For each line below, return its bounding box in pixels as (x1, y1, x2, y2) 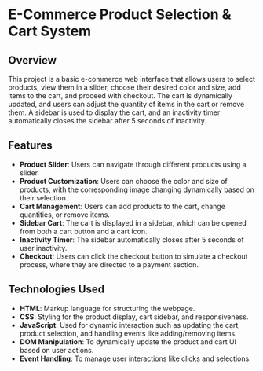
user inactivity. (19, 243, 68, 252)
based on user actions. (19, 345, 94, 354)
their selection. (19, 193, 68, 202)
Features (8, 139, 53, 152)
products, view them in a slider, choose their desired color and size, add (8, 83, 241, 92)
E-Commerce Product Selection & (8, 6, 232, 24)
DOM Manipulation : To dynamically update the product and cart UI (19, 336, 237, 347)
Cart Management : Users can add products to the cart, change (19, 201, 226, 211)
